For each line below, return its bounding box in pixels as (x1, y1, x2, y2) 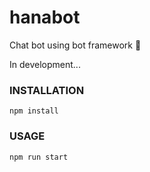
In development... (9, 58, 81, 70)
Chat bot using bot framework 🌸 (9, 39, 142, 51)
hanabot (9, 6, 81, 29)
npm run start (9, 152, 69, 162)
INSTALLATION (9, 83, 85, 97)
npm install (9, 106, 59, 116)
